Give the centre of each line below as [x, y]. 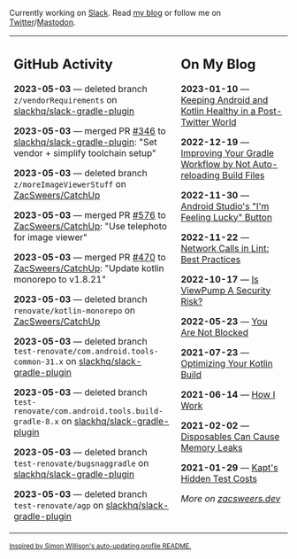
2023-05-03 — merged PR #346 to [90, 130]
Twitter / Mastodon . [43, 22]
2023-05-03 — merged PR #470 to [90, 257]
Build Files [244, 175]
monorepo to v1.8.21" [60, 279]
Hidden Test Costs [219, 478]
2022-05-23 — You [224, 321]
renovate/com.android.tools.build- [88, 411]
